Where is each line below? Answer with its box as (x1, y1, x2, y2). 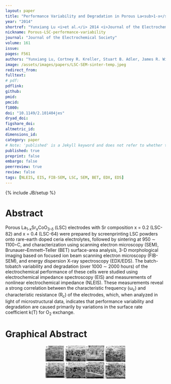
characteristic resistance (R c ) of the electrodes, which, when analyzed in (5, 292, 158, 299)
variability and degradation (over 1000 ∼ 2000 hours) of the (22, 263, 148, 270)
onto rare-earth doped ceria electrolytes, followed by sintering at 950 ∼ (5, 236, 156, 242)
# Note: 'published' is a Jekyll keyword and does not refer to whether (5, 143, 163, 148)
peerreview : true (5, 164, 42, 169)
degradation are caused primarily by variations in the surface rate (5, 304, 143, 310)
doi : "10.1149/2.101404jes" (5, 110, 65, 116)
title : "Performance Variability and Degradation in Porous (5, 13, 136, 19)
